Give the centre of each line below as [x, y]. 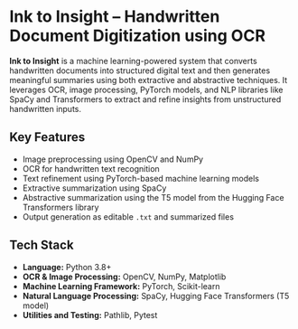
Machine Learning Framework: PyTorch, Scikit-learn [121, 286]
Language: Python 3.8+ [67, 267]
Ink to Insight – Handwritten [115, 17]
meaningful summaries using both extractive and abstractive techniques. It [149, 80]
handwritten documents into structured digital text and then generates [140, 70]
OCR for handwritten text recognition [91, 168]
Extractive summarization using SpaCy [94, 188]
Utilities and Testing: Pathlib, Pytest [90, 315]
